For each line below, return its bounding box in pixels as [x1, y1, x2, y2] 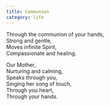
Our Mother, [6, 61, 36, 68]
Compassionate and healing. [6, 49, 77, 57]
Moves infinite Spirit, [6, 43, 57, 51]
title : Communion [6, 8, 50, 15]
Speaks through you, [6, 74, 58, 81]
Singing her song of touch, [6, 80, 72, 87]
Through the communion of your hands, [6, 30, 105, 38]
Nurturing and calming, [6, 67, 63, 74]
